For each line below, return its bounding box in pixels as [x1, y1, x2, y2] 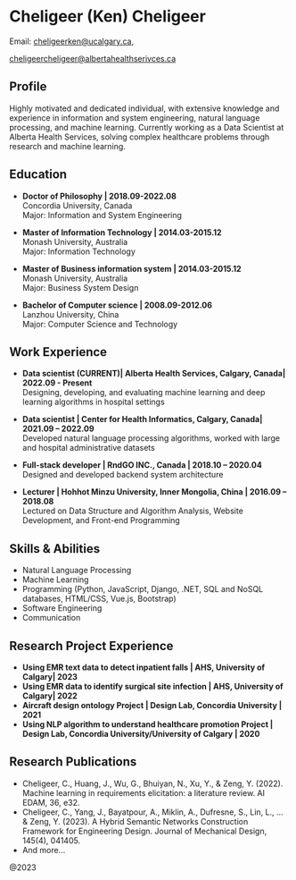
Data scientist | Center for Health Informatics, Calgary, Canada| [21, 414, 263, 425]
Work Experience [9, 344, 108, 360]
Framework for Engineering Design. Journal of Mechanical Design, [21, 825, 267, 836]
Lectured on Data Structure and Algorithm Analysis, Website [21, 505, 243, 516]
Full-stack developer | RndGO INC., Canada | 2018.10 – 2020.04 [21, 460, 263, 470]
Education [9, 167, 68, 182]
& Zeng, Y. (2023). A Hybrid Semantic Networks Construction [21, 816, 249, 826]
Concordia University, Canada [21, 199, 133, 211]
